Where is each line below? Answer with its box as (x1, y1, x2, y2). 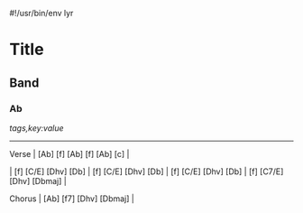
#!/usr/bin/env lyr (9, 8, 74, 18)
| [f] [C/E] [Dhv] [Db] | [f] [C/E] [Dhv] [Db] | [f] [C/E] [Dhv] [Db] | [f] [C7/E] (9, 166, 284, 177)
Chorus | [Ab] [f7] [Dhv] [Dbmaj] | (9, 193, 135, 204)
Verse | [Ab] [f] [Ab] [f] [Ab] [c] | (9, 148, 130, 159)
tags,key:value (9, 122, 65, 134)
